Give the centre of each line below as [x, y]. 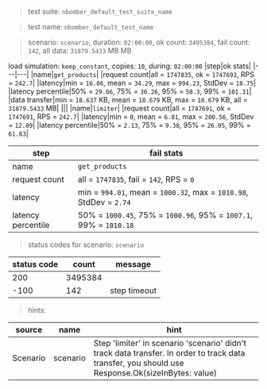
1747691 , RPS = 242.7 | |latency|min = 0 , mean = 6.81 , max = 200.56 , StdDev [131, 117]
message [133, 264]
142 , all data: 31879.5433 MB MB [79, 50]
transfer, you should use [139, 363]
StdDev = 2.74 [104, 202]
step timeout [133, 291]
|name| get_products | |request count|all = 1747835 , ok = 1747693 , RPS [142, 74]
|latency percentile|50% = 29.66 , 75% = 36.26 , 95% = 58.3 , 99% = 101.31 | [130, 91]
